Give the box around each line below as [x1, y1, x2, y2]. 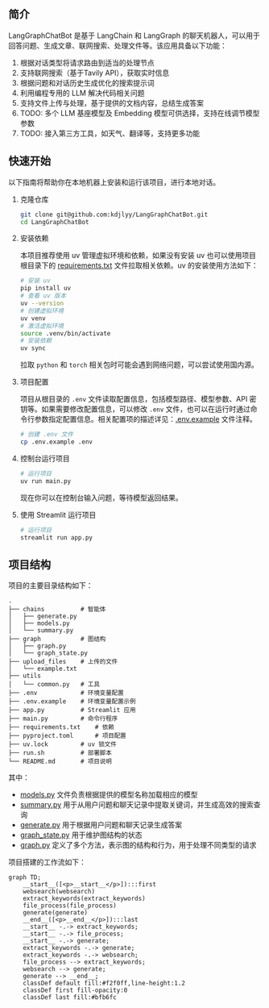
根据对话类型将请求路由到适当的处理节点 [19, 57, 155, 67]
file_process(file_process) [23, 902, 117, 910]
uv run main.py [19, 477, 72, 485]
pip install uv [19, 285, 72, 293]
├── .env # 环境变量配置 [8, 689, 124, 698]
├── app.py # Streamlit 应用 [8, 706, 136, 714]
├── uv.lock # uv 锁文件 [8, 740, 117, 748]
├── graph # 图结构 [8, 635, 106, 644]
